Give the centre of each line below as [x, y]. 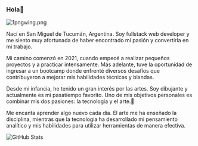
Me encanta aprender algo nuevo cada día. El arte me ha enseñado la [92, 113]
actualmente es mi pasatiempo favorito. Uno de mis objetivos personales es [99, 95]
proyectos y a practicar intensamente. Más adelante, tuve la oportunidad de [99, 64]
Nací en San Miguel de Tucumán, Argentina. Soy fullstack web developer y [98, 34]
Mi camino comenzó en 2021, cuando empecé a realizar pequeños [88, 58]
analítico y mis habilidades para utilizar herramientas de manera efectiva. [96, 126]
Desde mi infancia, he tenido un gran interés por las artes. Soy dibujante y [97, 89]
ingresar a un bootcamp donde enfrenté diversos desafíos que [83, 71]
